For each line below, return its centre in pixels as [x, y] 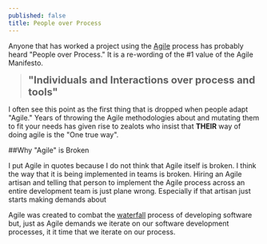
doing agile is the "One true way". [64, 134]
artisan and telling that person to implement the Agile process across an [127, 182]
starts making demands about [57, 199]
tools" [43, 92]
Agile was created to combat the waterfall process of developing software [130, 214]
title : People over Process [55, 23]
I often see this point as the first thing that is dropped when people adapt [128, 109]
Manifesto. [26, 63]
